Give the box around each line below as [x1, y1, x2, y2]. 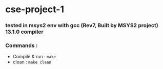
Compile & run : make [12, 54, 56, 60]
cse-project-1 [5, 4, 65, 15]
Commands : [5, 42, 38, 49]
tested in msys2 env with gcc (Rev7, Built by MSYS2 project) [5, 22, 158, 29]
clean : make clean [12, 59, 52, 65]
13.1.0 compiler [5, 28, 44, 35]
